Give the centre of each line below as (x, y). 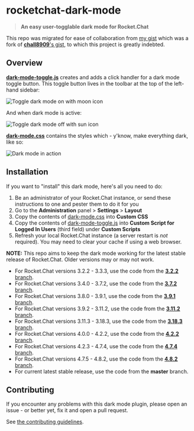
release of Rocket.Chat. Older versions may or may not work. (80, 259)
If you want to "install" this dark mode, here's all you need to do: (84, 186)
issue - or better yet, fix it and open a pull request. (67, 410)
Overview (25, 63)
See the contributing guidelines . (45, 422)
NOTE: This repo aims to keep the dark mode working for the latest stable (96, 253)
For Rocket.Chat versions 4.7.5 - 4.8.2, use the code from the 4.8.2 (96, 359)
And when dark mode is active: (44, 112)
